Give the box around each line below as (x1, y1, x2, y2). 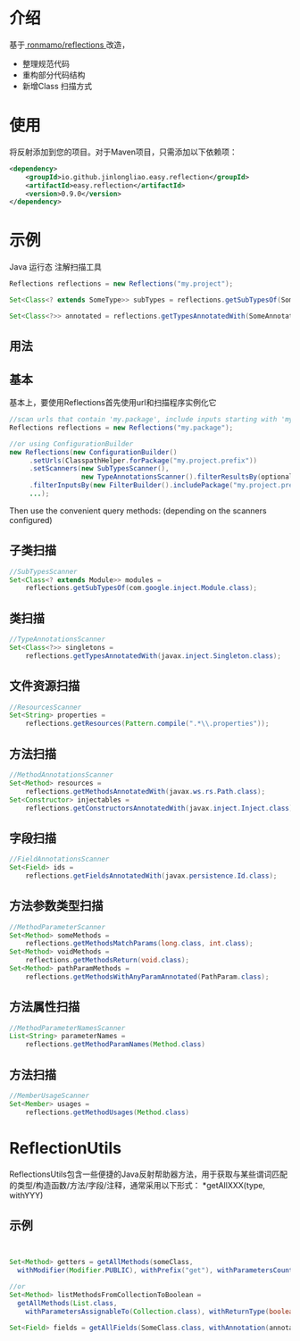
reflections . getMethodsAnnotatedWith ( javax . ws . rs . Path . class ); (25, 787, 266, 795)
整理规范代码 (21, 58, 70, 69)
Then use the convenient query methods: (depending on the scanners (9, 505, 267, 516)
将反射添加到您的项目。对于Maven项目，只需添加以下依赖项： (9, 146, 238, 157)
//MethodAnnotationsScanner (9, 770, 114, 779)
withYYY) (9, 1189, 44, 1201)
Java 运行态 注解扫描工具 (9, 262, 103, 272)
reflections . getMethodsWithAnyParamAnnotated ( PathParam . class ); (25, 972, 270, 981)
